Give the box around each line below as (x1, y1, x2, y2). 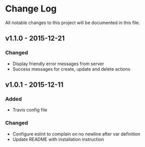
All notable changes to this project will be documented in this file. (5, 20, 140, 26)
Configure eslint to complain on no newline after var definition (12, 131, 140, 137)
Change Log (5, 3, 57, 15)
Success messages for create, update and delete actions (12, 66, 130, 72)
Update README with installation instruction (12, 136, 104, 142)
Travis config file (12, 107, 48, 113)
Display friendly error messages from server (12, 61, 104, 67)
